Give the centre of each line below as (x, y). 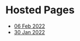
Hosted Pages (40, 10)
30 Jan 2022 (29, 32)
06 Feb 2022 (29, 26)
